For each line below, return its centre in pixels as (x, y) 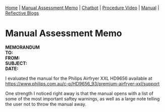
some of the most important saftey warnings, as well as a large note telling (82, 98)
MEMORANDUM (23, 47)
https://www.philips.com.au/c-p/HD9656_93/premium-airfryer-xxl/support (82, 83)
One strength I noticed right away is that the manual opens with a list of (79, 93)
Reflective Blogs (22, 13)
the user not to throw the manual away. (46, 104)
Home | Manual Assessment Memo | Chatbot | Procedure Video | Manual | (82, 8)
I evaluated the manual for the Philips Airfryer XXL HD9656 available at (79, 78)
